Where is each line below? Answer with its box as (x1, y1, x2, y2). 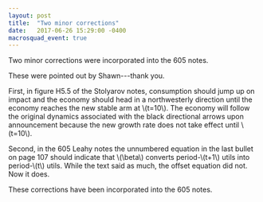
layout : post (8, 11, 52, 20)
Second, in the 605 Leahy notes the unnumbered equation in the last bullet (8, 144, 253, 153)
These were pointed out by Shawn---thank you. (8, 71, 165, 80)
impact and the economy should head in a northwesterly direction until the (8, 95, 253, 104)
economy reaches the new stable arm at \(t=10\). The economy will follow (8, 103, 250, 113)
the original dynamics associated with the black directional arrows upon (8, 112, 245, 122)
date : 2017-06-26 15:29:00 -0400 (8, 26, 127, 34)
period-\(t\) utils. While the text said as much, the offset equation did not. (8, 161, 248, 171)
